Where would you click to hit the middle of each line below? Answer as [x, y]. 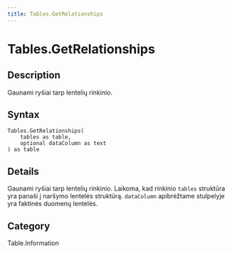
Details [23, 171]
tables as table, [46, 137]
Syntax [23, 115]
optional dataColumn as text [63, 144]
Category [29, 226]
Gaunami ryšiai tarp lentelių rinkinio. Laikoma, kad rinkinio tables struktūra [116, 188]
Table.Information [33, 243]
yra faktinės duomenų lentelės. [53, 204]
